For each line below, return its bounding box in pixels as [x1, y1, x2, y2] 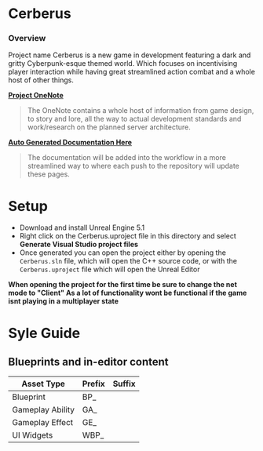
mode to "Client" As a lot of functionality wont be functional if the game [8, 288, 247, 298]
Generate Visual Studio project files [19, 240, 139, 249]
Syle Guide [8, 324, 81, 342]
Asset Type [21, 378, 65, 389]
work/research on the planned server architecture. [27, 122, 191, 132]
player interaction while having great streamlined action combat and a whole [8, 67, 255, 77]
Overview [8, 33, 46, 44]
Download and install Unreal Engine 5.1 [19, 223, 145, 232]
